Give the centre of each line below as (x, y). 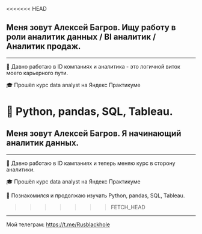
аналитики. (20, 169)
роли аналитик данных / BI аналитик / (81, 37)
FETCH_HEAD (128, 207)
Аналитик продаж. (44, 47)
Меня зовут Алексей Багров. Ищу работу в (91, 27)
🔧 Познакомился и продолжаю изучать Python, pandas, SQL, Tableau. (96, 196)
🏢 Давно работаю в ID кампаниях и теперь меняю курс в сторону (91, 163)
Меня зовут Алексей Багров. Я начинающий (94, 134)
